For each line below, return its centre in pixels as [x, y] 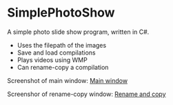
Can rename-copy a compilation [63, 67]
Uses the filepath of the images [62, 45]
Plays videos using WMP [52, 59]
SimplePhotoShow [61, 13]
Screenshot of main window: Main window [68, 80]
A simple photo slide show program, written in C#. [78, 32]
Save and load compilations [56, 52]
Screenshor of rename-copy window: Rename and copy [87, 94]
